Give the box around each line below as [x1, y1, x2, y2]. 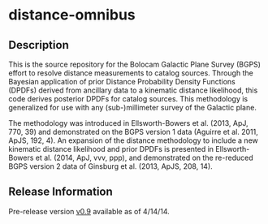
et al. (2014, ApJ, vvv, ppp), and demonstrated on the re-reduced [35, 153, 253, 162]
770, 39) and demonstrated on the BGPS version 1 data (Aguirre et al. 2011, [8, 127, 258, 136]
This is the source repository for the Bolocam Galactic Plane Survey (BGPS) [8, 59, 262, 69]
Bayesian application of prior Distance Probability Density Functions [8, 77, 236, 86]
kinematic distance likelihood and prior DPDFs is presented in [8, 144, 214, 153]
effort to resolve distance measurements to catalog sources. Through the [8, 68, 253, 78]
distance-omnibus [8, 6, 136, 24]
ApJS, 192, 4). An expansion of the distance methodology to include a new [8, 136, 258, 145]
